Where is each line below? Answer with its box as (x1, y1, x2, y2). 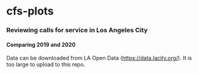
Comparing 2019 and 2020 (6, 41, 76, 48)
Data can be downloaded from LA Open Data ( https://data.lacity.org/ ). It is (6, 55, 192, 62)
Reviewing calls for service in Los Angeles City (6, 26, 148, 35)
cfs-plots (6, 4, 54, 18)
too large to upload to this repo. (6, 61, 85, 68)
